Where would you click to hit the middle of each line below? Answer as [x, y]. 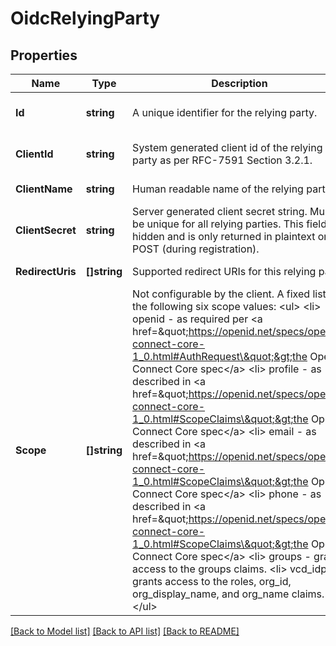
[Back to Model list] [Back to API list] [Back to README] [125, 631]
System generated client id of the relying [227, 147]
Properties [44, 55]
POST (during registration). [196, 249]
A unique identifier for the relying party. [225, 112]
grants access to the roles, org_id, [212, 581]
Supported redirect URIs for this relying [224, 271]
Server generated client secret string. [220, 211]
